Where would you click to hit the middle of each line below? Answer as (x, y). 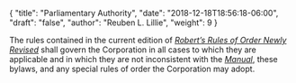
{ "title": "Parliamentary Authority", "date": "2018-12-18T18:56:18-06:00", (144, 13)
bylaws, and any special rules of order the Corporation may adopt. (132, 69)
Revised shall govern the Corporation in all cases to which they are (133, 50)
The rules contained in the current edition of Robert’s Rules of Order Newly (148, 40)
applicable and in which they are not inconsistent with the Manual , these (144, 59)
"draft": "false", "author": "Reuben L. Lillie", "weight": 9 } (114, 23)
